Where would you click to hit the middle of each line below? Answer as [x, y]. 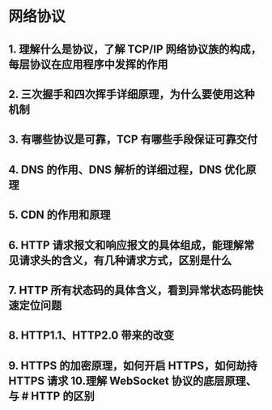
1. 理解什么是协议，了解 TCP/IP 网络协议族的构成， [135, 49]
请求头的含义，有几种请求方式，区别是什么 [125, 260]
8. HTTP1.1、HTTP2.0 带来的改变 [91, 336]
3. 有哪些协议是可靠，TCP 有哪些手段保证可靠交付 [133, 140]
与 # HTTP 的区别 [51, 396]
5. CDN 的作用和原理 [59, 215]
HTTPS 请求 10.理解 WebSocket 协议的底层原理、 [132, 380]
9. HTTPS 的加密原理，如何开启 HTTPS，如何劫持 [133, 365]
